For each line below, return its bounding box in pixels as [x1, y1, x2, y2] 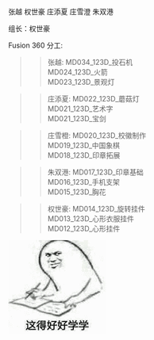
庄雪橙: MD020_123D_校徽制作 [47, 131, 147, 140]
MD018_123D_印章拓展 [47, 151, 121, 160]
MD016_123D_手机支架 [47, 178, 121, 186]
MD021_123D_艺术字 [47, 104, 114, 113]
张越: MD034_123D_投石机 [47, 58, 133, 67]
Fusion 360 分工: [8, 40, 64, 50]
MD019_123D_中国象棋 [47, 141, 121, 150]
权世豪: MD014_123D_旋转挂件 [47, 204, 145, 213]
